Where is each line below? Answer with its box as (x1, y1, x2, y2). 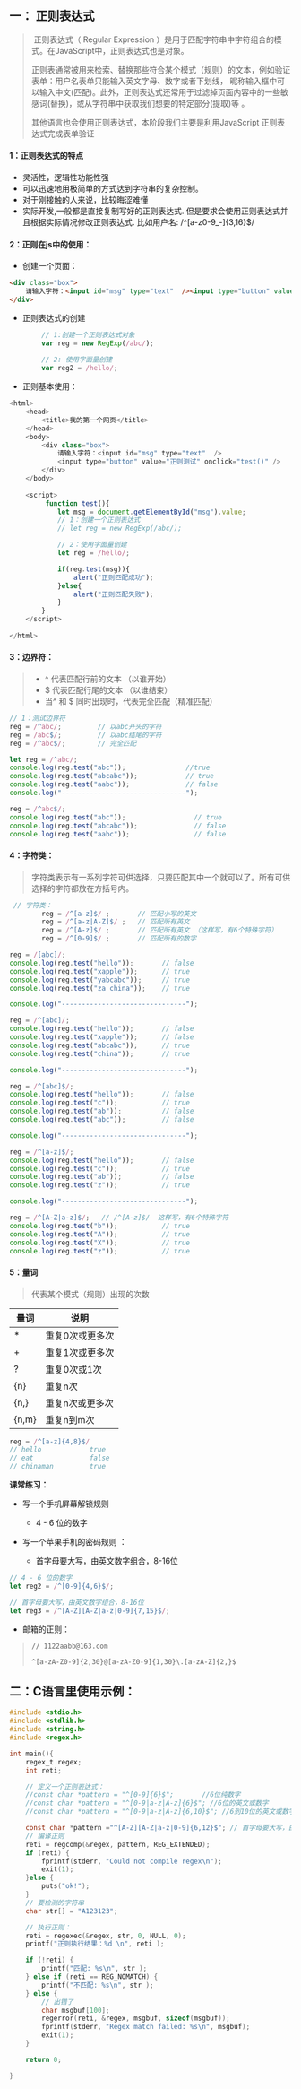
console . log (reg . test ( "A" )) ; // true (9, 1229, 191, 1239)
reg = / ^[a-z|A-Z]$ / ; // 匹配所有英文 (41, 917, 190, 926)
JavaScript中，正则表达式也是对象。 (55, 45, 190, 56)
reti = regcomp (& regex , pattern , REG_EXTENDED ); (25, 1840, 211, 1849)
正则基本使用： (21, 381, 78, 392)
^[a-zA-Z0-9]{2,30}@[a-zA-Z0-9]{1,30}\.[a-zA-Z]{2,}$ (30, 1657, 236, 1666)
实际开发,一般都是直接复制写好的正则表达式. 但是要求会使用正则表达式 (21, 205, 280, 217)
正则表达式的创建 (21, 312, 86, 323)
